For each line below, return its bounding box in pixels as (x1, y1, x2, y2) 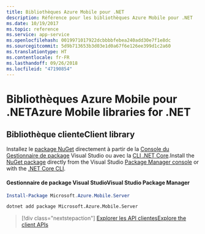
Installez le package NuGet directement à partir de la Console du (6, 145, 170, 153)
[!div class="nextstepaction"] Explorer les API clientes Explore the (21, 214, 187, 222)
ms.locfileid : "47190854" (6, 65, 72, 72)
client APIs (21, 221, 49, 229)
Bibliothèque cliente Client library (6, 129, 135, 139)
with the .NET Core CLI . (6, 165, 66, 172)
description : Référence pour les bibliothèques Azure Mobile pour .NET (6, 15, 193, 21)
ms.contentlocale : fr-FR (6, 54, 70, 60)
